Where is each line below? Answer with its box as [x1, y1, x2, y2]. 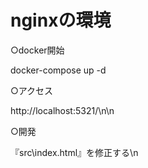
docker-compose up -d [10, 64, 107, 76]
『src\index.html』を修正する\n [10, 146, 139, 158]
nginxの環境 [10, 9, 112, 32]
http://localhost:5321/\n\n [10, 104, 115, 116]
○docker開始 [10, 44, 65, 56]
